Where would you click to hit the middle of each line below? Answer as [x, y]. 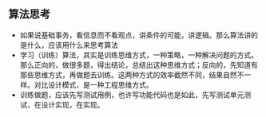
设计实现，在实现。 [73, 104]
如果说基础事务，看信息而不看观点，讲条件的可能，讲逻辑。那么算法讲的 [139, 35]
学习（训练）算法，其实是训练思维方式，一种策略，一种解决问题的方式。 [139, 55]
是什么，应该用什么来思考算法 [69, 45]
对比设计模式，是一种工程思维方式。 [93, 84]
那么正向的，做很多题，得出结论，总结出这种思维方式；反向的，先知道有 [139, 64]
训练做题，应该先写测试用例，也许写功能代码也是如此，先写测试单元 [132, 95]
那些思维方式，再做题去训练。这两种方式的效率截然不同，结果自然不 [132, 75]
